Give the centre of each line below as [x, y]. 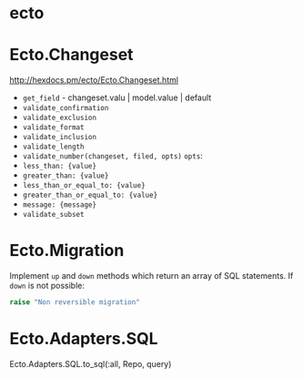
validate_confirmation [66, 108]
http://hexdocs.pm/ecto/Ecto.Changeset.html [94, 80]
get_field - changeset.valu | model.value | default [117, 97]
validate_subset [53, 215]
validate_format [53, 128]
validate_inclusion [60, 138]
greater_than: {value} [66, 176]
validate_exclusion [60, 118]
